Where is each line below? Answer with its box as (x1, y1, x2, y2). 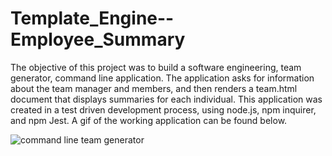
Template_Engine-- (10, 7, 175, 30)
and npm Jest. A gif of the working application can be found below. (10, 114, 288, 126)
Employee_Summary (10, 28, 186, 51)
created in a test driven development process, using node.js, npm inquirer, (10, 103, 317, 116)
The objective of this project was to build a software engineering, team (10, 61, 302, 73)
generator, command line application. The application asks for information (10, 72, 315, 84)
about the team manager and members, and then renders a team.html (10, 82, 298, 94)
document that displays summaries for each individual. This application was (10, 93, 323, 105)
